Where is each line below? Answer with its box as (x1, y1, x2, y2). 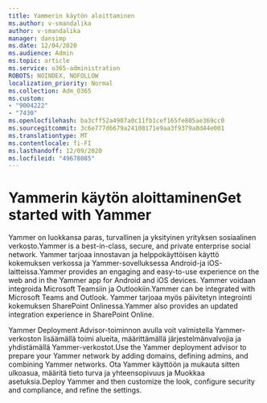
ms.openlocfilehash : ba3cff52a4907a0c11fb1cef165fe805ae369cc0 (8, 117, 225, 125)
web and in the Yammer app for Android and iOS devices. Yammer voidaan (8, 276, 256, 285)
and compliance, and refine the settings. (8, 385, 142, 395)
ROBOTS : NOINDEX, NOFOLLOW (8, 72, 99, 80)
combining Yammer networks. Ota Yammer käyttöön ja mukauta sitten (8, 359, 240, 369)
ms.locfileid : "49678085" (8, 154, 95, 162)
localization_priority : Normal (8, 79, 113, 87)
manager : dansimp (8, 34, 67, 43)
